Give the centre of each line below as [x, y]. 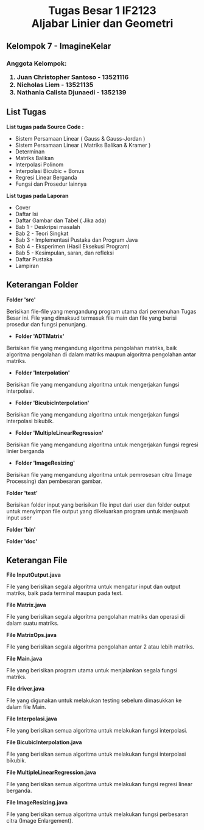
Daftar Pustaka [34, 259]
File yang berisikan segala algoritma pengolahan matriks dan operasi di [96, 617]
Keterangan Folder [42, 285]
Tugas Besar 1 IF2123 [102, 11]
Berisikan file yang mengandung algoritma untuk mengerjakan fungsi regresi [102, 445]
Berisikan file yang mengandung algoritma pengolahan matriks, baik [92, 348]
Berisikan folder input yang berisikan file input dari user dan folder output [98, 505]
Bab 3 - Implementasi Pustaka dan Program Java [76, 240]
